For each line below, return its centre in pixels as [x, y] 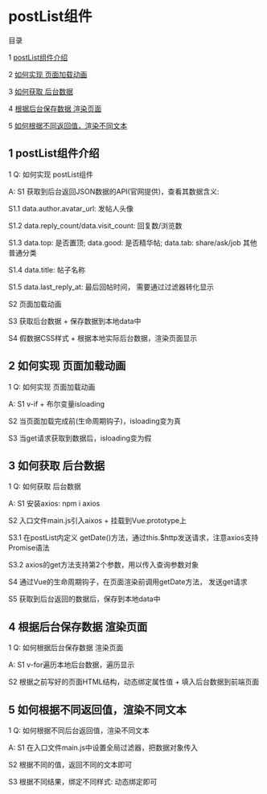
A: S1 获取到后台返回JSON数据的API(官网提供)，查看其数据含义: [114, 191]
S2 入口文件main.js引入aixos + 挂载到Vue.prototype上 [97, 521]
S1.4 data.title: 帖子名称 [47, 269]
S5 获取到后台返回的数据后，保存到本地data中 [84, 599]
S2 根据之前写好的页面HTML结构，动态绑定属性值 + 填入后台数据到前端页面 [134, 682]
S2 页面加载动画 [35, 304]
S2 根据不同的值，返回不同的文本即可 [70, 765]
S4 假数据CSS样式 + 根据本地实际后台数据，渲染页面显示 [103, 338]
